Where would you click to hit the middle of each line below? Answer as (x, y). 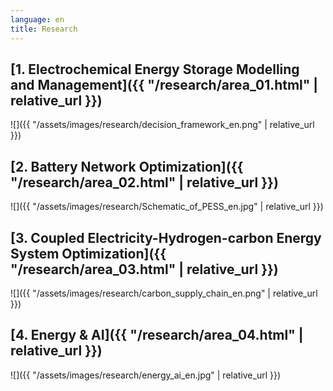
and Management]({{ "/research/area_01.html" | (164, 84)
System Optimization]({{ (88, 253)
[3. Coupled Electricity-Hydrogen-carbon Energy (166, 237)
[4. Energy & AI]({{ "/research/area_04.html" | (157, 335)
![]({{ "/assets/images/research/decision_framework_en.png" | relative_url (162, 125)
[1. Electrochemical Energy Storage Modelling (155, 69)
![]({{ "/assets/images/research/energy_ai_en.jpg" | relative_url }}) (146, 375)
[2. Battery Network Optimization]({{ (127, 166)
